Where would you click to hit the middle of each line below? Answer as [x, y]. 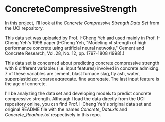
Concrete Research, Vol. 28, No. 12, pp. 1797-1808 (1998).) [65, 53]
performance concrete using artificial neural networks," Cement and [75, 48]
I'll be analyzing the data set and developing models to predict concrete [78, 93]
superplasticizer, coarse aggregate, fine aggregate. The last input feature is [82, 79]
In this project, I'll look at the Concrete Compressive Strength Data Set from [82, 23]
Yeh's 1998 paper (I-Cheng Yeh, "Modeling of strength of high [83, 42]
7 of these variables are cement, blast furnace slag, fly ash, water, [73, 73]
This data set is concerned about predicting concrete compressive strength [82, 63]
